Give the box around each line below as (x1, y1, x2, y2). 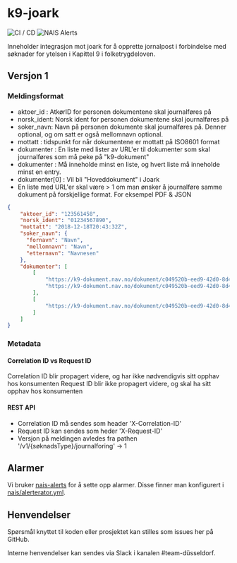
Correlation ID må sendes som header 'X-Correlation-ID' (17, 419, 182, 427)
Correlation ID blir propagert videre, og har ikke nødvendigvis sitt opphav (7, 372, 220, 381)
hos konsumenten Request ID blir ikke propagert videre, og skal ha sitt (7, 380, 212, 388)
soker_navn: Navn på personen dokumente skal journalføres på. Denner (17, 122, 227, 131)
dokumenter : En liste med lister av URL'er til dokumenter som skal (17, 145, 210, 153)
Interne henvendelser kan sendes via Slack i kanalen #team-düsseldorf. (7, 549, 216, 557)
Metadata (7, 339, 41, 349)
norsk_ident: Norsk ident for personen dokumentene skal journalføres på (17, 115, 229, 123)
